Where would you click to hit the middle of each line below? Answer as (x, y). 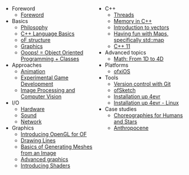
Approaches (27, 65)
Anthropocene (131, 128)
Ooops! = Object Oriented (52, 52)
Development (37, 84)
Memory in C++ (133, 21)
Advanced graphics (44, 159)
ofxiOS (122, 71)
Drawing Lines (38, 140)
